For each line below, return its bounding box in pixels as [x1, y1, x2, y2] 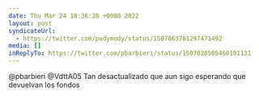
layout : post [8, 19, 53, 27]
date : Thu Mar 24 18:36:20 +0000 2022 [8, 11, 139, 20]
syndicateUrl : [8, 27, 57, 35]
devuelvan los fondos [8, 80, 81, 90]
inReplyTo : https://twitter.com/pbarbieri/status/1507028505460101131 [8, 49, 252, 57]
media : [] [8, 42, 42, 50]
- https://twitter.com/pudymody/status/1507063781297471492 [15, 34, 223, 43]
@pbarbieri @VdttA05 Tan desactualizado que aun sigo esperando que [8, 72, 246, 81]
